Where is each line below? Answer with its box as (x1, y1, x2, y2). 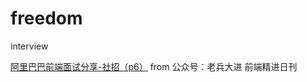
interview (10, 40, 49, 52)
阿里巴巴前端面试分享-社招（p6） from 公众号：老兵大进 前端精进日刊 (10, 60, 298, 72)
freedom (10, 7, 83, 30)
